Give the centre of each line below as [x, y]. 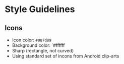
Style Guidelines [40, 9]
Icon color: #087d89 [32, 40]
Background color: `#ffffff [38, 45]
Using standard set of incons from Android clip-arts [66, 56]
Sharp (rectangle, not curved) [43, 51]
